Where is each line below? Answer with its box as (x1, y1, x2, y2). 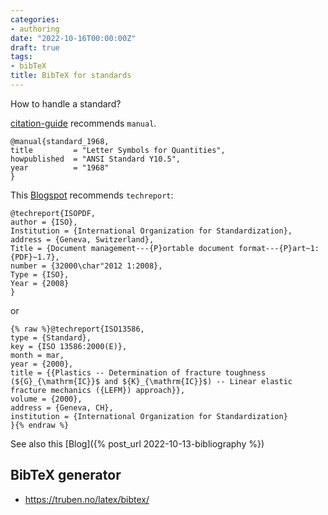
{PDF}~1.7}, (10, 252, 60, 262)
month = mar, (10, 350, 65, 360)
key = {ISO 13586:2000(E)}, (10, 341, 128, 351)
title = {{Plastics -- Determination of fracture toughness (10, 367, 267, 378)
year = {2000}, (10, 359, 74, 369)
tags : (10, 52, 33, 62)
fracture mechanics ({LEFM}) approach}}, (10, 385, 186, 395)
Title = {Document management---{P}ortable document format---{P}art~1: (10, 243, 320, 253)
